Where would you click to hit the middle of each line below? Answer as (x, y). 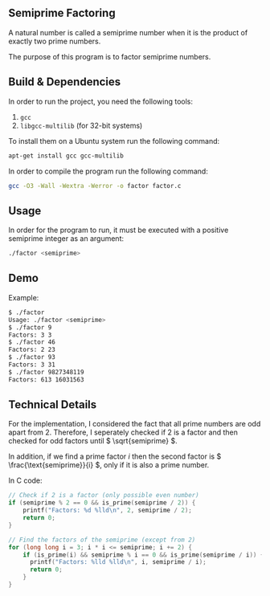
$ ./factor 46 (32, 342)
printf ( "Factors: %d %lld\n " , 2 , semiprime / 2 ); (108, 510)
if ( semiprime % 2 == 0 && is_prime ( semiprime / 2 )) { (102, 503)
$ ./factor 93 (32, 357)
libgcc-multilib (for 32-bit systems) (81, 125)
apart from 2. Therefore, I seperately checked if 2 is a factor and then (123, 432)
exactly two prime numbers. (55, 41)
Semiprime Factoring (62, 13)
